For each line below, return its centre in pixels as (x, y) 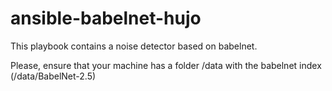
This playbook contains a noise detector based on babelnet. (134, 46)
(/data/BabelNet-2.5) (53, 76)
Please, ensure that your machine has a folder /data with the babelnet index (166, 65)
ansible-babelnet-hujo (106, 18)
